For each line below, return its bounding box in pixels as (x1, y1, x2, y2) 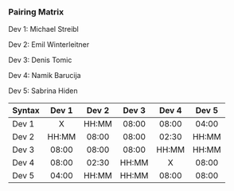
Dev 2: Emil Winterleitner (8, 40, 90, 49)
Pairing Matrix (8, 6, 64, 18)
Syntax (12, 105, 40, 116)
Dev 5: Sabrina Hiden (8, 86, 78, 95)
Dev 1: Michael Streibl (8, 25, 80, 34)
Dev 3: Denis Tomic (8, 55, 72, 65)
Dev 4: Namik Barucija (8, 71, 81, 80)
